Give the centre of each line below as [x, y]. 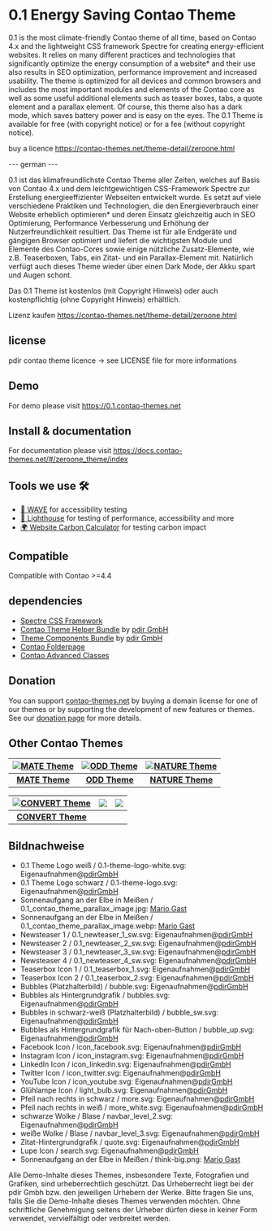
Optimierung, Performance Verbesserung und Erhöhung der [109, 223]
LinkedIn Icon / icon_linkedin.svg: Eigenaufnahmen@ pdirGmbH [125, 1064]
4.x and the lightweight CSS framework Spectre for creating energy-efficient [136, 46]
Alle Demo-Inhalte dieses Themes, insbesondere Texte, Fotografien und [129, 1175]
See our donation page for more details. [75, 718]
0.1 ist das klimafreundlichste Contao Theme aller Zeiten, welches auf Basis [134, 180]
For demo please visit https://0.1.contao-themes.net [95, 405]
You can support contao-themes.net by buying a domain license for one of [133, 701]
